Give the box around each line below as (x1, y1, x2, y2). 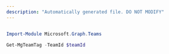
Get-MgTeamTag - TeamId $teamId (6, 42, 86, 48)
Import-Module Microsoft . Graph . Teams (6, 31, 102, 37)
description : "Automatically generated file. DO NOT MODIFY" (6, 8, 165, 15)
